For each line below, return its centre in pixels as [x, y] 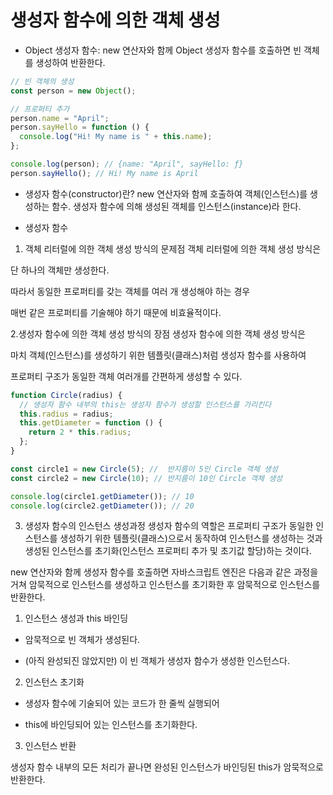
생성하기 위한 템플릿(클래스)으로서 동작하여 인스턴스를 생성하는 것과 [191, 538]
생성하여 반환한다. [70, 62]
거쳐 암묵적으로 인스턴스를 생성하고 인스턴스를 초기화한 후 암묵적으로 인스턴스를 [165, 585]
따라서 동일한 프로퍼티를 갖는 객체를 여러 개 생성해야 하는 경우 [130, 291]
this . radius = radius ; [66, 414]
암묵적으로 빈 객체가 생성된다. [82, 640]
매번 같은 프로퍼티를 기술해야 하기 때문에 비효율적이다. [116, 312]
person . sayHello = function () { [80, 127]
